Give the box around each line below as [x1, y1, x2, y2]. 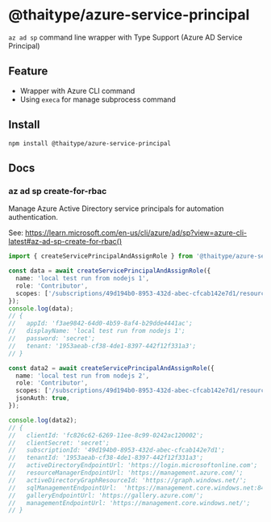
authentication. [8, 213, 59, 222]
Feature [8, 65, 48, 78]
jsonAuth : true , [15, 394, 70, 402]
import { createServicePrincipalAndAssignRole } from [8, 252, 194, 260]
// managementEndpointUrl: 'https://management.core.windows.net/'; [8, 499, 251, 507]
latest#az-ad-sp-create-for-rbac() [8, 237, 123, 246]
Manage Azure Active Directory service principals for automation [8, 204, 224, 213]
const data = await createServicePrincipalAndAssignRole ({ [8, 267, 211, 276]
